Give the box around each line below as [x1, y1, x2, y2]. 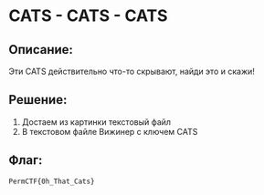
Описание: [8, 42, 74, 57]
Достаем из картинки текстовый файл [21, 116, 171, 128]
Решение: [8, 92, 68, 108]
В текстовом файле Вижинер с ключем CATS [21, 126, 198, 137]
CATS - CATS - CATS [8, 5, 168, 26]
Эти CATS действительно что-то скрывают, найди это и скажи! [8, 66, 255, 77]
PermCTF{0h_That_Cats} [8, 177, 95, 186]
